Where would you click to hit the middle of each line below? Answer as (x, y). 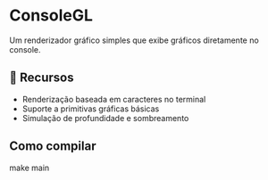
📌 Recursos (42, 78)
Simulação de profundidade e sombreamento (105, 118)
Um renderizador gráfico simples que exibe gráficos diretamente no (134, 40)
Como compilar (53, 147)
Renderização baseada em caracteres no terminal (114, 99)
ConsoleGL (51, 16)
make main (29, 168)
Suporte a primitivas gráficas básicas (91, 109)
